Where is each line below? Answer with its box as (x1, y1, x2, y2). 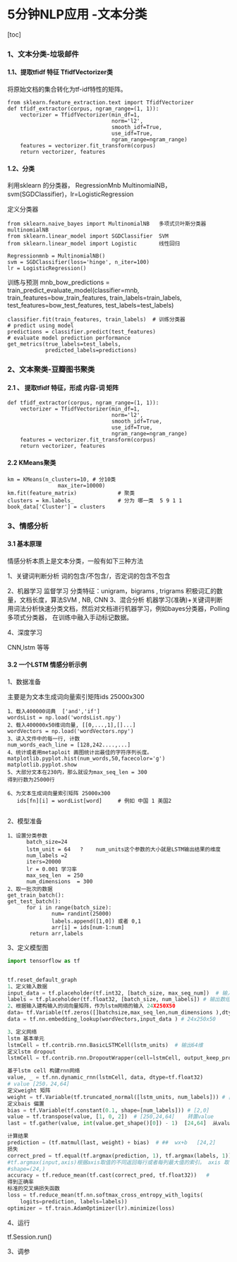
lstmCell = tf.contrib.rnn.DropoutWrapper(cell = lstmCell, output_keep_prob (7, 1055, 235, 1062)
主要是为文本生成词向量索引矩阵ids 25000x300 (7, 692, 145, 700)
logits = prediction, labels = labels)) (20, 1198, 128, 1205)
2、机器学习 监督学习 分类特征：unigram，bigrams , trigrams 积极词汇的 (7, 586, 217, 595)
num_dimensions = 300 (25, 878, 93, 885)
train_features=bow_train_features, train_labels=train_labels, (7, 293, 182, 302)
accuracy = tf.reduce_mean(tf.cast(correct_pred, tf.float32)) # (7, 1172, 210, 1179)
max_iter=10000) (57, 482, 106, 489)
